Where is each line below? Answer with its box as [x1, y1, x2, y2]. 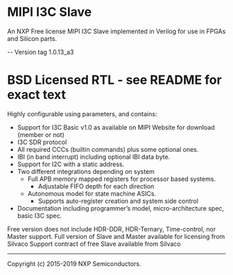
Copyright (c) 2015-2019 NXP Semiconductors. [7, 259, 141, 267]
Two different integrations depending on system [17, 167, 155, 175]
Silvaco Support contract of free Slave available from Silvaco [7, 240, 181, 248]
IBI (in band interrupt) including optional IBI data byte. [17, 152, 171, 161]
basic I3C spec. [17, 211, 62, 220]
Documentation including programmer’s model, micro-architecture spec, [17, 204, 224, 212]
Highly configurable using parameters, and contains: [7, 109, 157, 118]
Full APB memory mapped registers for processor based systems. [27, 175, 216, 183]
